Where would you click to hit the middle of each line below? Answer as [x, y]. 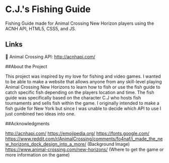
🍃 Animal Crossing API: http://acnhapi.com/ [50, 57]
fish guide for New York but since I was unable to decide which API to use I [83, 108]
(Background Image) [109, 144]
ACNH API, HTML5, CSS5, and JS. [41, 28]
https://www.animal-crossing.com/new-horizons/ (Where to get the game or [84, 149]
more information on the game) [38, 154]
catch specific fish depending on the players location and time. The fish [80, 92]
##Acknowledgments [27, 123]
